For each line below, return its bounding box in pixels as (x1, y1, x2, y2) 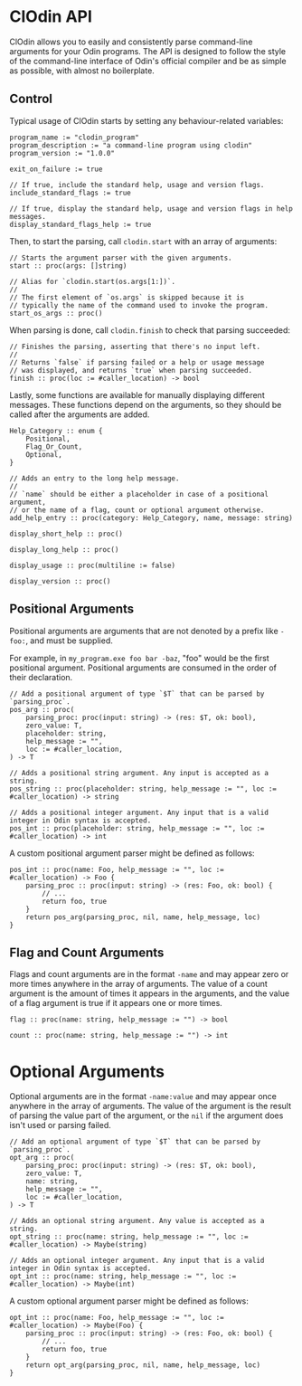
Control (9, 91, 52, 107)
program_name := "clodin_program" (9, 133, 140, 142)
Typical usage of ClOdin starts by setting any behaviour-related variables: (9, 115, 284, 126)
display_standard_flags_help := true (9, 220, 152, 229)
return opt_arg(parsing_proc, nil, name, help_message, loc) (25, 1361, 260, 1370)
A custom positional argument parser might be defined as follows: (9, 848, 255, 859)
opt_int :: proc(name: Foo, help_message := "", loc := (9, 1314, 224, 1323)
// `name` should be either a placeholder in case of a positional (9, 489, 269, 498)
